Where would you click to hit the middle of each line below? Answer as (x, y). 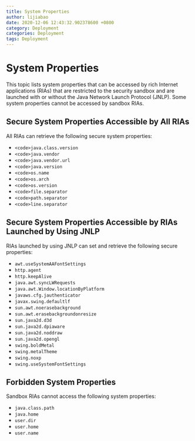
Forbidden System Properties (61, 382)
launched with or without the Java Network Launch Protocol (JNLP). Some (96, 97)
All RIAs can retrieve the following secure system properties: (79, 136)
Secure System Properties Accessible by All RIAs (98, 122)
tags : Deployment (27, 39)
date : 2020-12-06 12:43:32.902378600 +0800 (60, 22)
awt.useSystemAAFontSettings (50, 264)
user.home (27, 427)
